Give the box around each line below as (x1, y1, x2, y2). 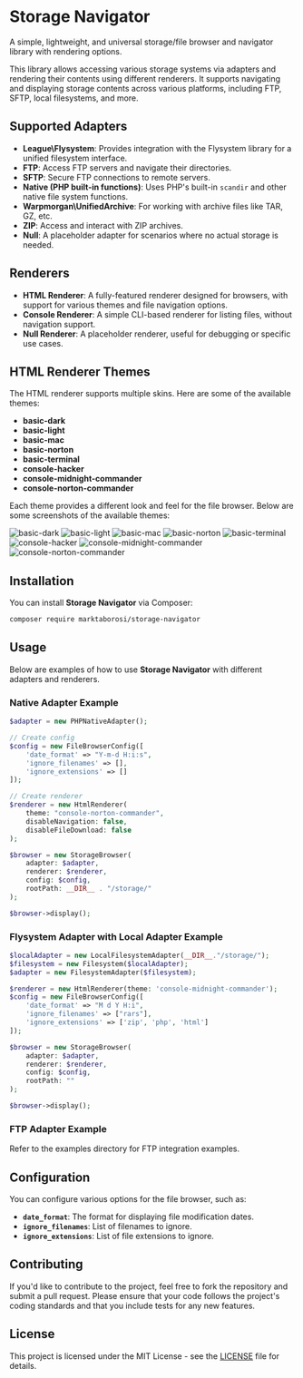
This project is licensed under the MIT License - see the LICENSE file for (9, 1350, 279, 1362)
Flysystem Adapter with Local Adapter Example (9, 930, 224, 943)
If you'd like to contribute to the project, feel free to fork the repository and (9, 1281, 288, 1292)
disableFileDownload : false (25, 826, 132, 835)
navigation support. (22, 318, 96, 329)
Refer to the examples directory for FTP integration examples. (9, 1143, 240, 1154)
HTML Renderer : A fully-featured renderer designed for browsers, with (22, 289, 288, 300)
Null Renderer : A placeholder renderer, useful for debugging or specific (22, 328, 291, 339)
